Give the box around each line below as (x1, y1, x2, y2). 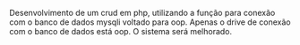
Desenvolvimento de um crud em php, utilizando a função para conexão (9, 8, 276, 18)
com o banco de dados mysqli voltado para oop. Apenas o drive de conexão (9, 17, 291, 27)
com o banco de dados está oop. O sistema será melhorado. (9, 26, 233, 36)
